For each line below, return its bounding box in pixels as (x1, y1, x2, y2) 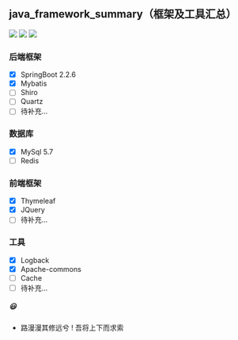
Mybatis (20, 78, 47, 89)
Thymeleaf (20, 197, 56, 206)
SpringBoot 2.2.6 (20, 70, 76, 79)
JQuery (20, 205, 46, 215)
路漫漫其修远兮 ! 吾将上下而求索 (20, 323, 124, 332)
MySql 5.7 (20, 147, 54, 156)
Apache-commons (20, 264, 81, 273)
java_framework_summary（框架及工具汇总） (9, 7, 236, 21)
